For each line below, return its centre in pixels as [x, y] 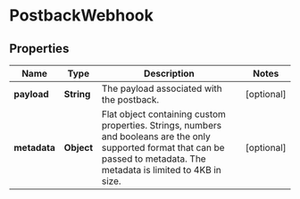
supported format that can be [163, 148]
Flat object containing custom [163, 114]
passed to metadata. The [154, 159]
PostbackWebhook [81, 16]
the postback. [130, 99]
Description [169, 74]
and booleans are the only [156, 137]
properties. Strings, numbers [161, 125]
